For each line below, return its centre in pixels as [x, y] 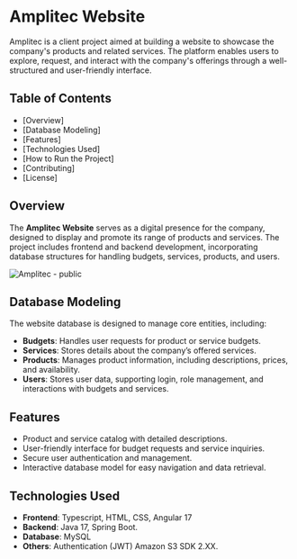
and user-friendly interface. [101, 70]
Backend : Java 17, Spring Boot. [80, 527]
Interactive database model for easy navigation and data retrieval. [144, 468]
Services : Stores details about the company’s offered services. [139, 351]
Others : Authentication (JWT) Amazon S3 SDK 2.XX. [120, 546]
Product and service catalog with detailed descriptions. [125, 439]
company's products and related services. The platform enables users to [144, 50]
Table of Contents [61, 99]
